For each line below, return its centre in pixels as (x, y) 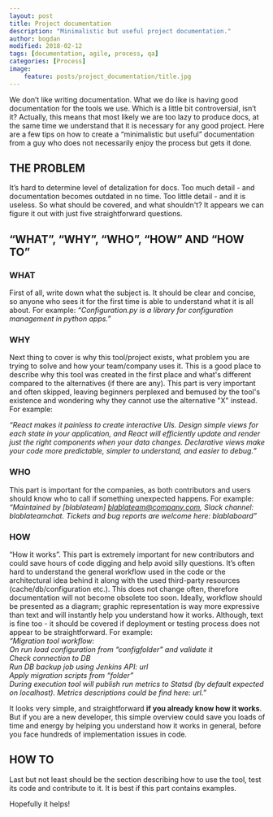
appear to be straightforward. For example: (81, 632)
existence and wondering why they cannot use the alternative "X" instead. (134, 401)
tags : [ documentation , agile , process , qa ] (84, 54)
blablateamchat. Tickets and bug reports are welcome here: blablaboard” (133, 515)
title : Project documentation (61, 24)
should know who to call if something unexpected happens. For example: (132, 498)
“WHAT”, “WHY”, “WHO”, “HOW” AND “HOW (127, 239)
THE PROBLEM (48, 169)
